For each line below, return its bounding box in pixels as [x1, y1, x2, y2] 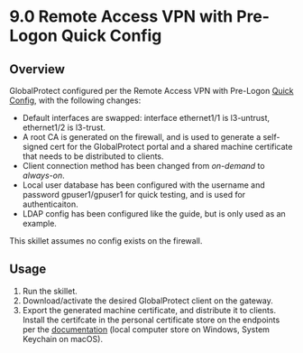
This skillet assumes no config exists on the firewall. [9, 236, 203, 246]
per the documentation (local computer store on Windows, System [22, 323, 271, 335]
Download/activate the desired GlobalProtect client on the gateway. [22, 295, 273, 306]
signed [22, 142, 49, 152]
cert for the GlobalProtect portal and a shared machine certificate [50, 142, 293, 152]
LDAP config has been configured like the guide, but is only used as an [22, 209, 286, 218]
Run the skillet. [22, 285, 78, 296]
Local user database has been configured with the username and [22, 180, 265, 190]
